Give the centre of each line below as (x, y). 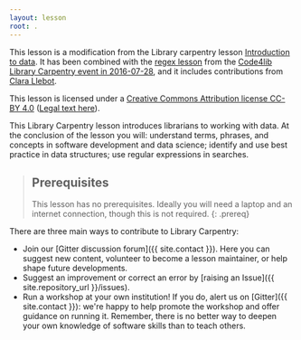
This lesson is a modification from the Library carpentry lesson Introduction (150, 52)
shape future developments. (75, 269)
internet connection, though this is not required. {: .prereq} (141, 214)
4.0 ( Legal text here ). (61, 108)
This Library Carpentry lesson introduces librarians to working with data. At (149, 125)
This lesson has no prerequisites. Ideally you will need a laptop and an (162, 204)
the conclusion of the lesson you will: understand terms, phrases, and (139, 135)
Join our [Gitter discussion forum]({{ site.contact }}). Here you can (146, 249)
